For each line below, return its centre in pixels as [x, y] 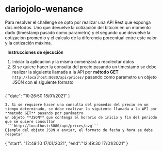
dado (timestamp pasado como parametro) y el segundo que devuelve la [78, 32]
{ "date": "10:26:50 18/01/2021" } [38, 96]
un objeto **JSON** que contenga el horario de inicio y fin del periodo [81, 117]
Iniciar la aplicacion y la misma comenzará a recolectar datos [73, 61]
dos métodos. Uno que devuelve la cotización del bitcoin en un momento [78, 27]
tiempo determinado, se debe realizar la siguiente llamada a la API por [81, 109]
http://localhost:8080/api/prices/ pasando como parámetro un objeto [84, 77]
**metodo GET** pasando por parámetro [44, 113]
